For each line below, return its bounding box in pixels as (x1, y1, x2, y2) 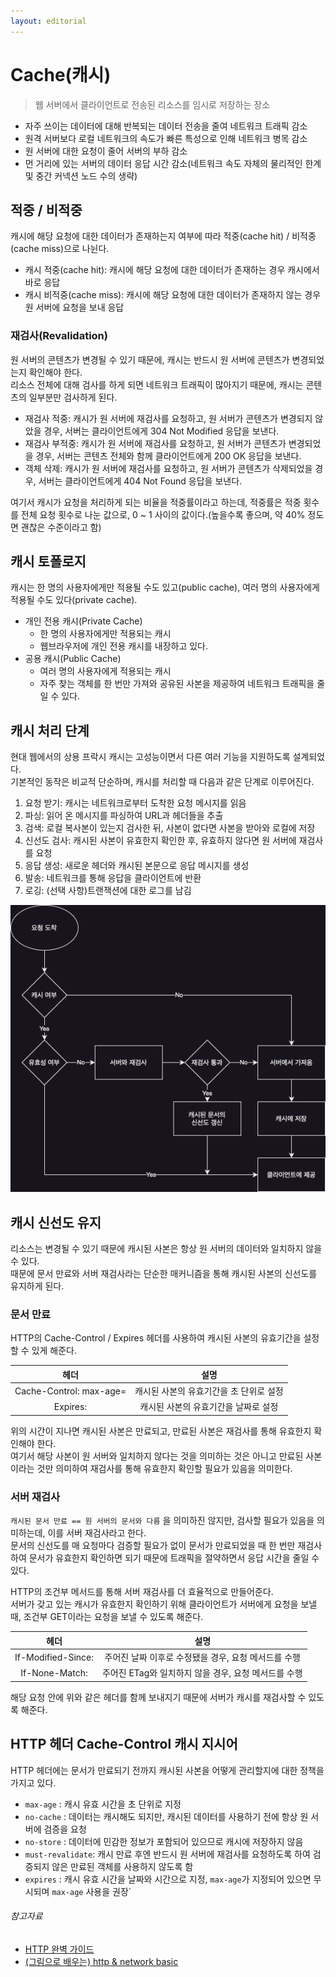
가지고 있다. (10, 1776, 57, 1789)
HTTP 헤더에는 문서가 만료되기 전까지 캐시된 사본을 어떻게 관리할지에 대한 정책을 (10, 1764, 325, 1776)
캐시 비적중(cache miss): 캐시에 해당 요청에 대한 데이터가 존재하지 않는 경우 (24, 289, 322, 301)
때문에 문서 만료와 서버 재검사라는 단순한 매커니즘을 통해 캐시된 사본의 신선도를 (10, 1268, 318, 1280)
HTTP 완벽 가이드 (24, 1943, 95, 1955)
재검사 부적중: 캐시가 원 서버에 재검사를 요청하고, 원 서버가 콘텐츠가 (24, 437, 287, 449)
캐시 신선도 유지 (10, 1214, 102, 1231)
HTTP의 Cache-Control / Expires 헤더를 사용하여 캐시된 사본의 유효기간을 (10, 1332, 302, 1344)
